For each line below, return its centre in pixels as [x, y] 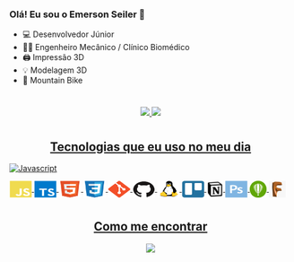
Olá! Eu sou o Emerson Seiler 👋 [77, 14]
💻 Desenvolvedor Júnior [68, 34]
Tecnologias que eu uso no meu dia [151, 147]
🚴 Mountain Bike [52, 81]
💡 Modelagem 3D [55, 70]
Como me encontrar [151, 227]
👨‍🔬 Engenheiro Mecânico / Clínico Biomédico [106, 48]
